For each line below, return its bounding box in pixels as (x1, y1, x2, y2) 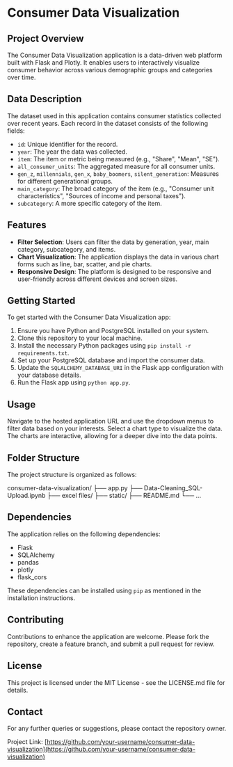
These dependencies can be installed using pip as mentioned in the (7, 586, 202, 595)
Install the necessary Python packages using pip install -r (17, 341, 191, 350)
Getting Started (7, 295, 76, 307)
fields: (7, 127, 26, 135)
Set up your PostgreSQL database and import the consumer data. (17, 356, 205, 364)
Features (7, 219, 47, 231)
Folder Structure (7, 452, 80, 464)
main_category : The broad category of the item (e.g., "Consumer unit (17, 184, 214, 193)
